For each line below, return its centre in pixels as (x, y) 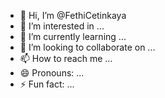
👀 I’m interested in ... (62, 26)
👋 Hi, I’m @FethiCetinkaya (73, 15)
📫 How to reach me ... (66, 58)
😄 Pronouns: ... (52, 73)
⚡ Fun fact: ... (47, 84)
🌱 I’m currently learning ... (73, 36)
